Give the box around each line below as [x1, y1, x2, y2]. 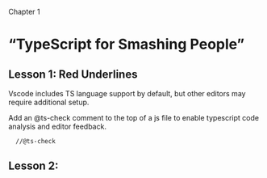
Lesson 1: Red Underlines [8, 67, 138, 81]
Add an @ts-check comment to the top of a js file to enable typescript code [8, 113, 260, 122]
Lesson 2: [8, 159, 59, 173]
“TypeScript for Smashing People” [8, 36, 245, 53]
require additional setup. [8, 97, 90, 107]
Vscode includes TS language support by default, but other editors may [8, 89, 246, 98]
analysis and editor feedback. [8, 121, 107, 131]
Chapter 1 [8, 7, 40, 16]
